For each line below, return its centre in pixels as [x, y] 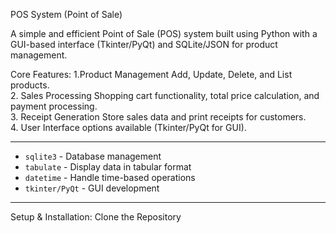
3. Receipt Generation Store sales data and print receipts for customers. [158, 117]
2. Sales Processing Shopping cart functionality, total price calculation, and [165, 95]
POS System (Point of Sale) [66, 14]
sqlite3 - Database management [93, 156]
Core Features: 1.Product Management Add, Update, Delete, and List [151, 74]
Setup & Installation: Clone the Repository [96, 217]
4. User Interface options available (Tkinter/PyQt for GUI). [128, 127]
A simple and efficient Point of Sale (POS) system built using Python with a [164, 33]
